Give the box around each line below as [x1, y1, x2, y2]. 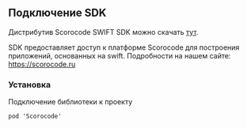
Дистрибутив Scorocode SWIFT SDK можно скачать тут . [8, 27, 199, 36]
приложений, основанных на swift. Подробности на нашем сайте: [8, 51, 231, 60]
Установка [8, 79, 51, 90]
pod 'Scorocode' [8, 112, 62, 121]
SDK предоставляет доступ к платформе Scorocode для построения [8, 43, 240, 52]
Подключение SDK [8, 6, 107, 20]
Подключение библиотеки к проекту [8, 97, 133, 107]
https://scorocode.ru [8, 59, 76, 69]
